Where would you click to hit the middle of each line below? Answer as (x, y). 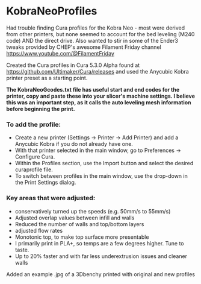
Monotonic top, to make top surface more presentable (82, 237)
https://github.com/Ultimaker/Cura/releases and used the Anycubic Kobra (98, 71)
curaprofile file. (34, 169)
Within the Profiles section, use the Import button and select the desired (104, 163)
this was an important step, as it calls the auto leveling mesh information (99, 102)
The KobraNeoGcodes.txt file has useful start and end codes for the (93, 89)
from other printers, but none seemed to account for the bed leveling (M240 (100, 34)
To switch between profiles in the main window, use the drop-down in (101, 176)
